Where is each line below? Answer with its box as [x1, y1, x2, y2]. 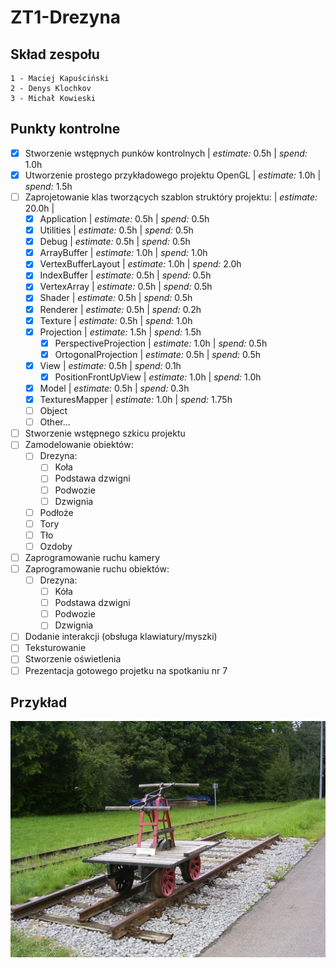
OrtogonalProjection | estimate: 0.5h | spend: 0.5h [54, 348, 261, 360]
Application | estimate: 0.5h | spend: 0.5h [39, 213, 210, 225]
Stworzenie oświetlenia [24, 653, 122, 665]
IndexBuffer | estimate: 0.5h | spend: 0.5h [39, 269, 212, 281]
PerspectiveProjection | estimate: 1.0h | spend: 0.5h [54, 337, 268, 349]
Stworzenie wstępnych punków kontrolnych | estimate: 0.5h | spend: [24, 147, 308, 159]
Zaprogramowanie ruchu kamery [24, 551, 161, 563]
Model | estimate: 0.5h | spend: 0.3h [39, 382, 190, 394]
